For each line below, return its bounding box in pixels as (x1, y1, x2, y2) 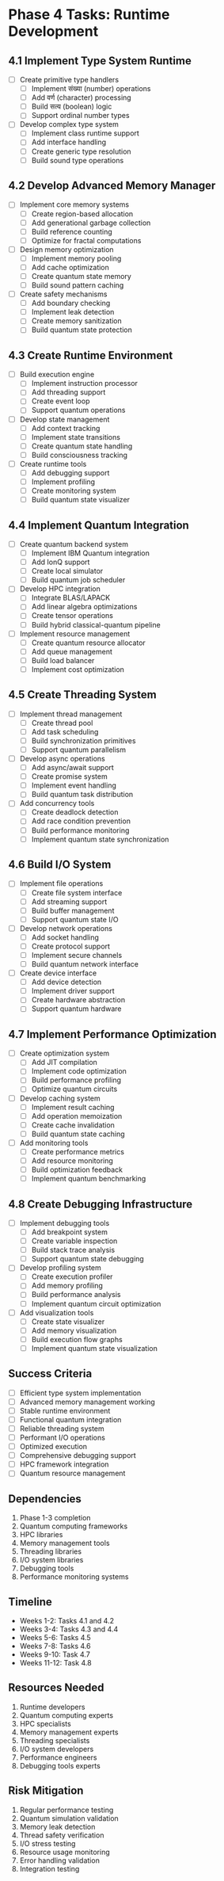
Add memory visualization (31, 1326, 117, 1335)
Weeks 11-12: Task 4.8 (19, 1658, 93, 1667)
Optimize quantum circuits (31, 1084, 118, 1094)
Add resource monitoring (31, 1155, 113, 1166)
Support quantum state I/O (31, 914, 119, 924)
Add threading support (31, 387, 106, 397)
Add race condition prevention (31, 816, 131, 826)
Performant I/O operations (19, 1433, 105, 1442)
